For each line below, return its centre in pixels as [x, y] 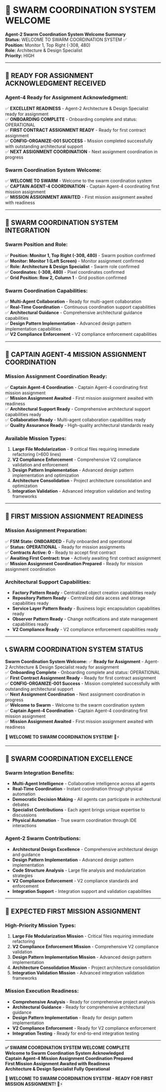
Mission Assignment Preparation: [46, 531]
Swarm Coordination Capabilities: [46, 291]
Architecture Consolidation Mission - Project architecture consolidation [86, 967]
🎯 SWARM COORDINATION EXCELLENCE [69, 759]
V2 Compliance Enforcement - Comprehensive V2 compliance [77, 460]
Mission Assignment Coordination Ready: [56, 377]
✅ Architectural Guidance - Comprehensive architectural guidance [74, 312]
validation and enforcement [40, 464]
